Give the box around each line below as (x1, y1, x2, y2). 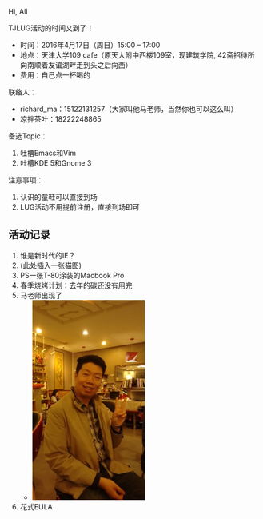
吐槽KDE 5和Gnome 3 (19, 158, 92, 167)
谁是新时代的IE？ (19, 250, 76, 260)
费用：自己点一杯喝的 (19, 70, 90, 79)
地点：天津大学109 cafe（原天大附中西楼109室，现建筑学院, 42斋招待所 (19, 50, 255, 59)
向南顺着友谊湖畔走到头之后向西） (19, 60, 133, 70)
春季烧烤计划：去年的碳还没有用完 (19, 280, 133, 290)
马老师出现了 (19, 290, 62, 300)
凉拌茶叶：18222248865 (19, 114, 102, 123)
